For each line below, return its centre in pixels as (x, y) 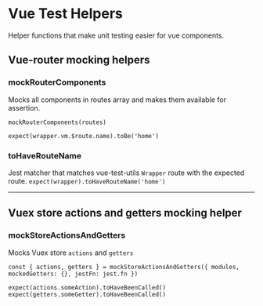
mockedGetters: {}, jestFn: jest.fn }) (73, 274)
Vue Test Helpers (65, 14)
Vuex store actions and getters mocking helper (125, 213)
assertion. (24, 107)
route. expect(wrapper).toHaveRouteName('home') (87, 180)
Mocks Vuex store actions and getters (71, 253)
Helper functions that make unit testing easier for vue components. (116, 35)
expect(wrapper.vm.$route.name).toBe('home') (83, 136)
